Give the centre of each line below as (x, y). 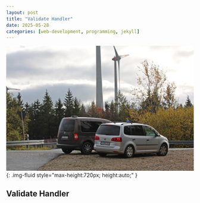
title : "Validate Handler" (40, 19)
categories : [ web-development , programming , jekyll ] (73, 32)
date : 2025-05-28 (28, 25)
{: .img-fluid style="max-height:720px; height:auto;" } (72, 175)
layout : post (22, 13)
